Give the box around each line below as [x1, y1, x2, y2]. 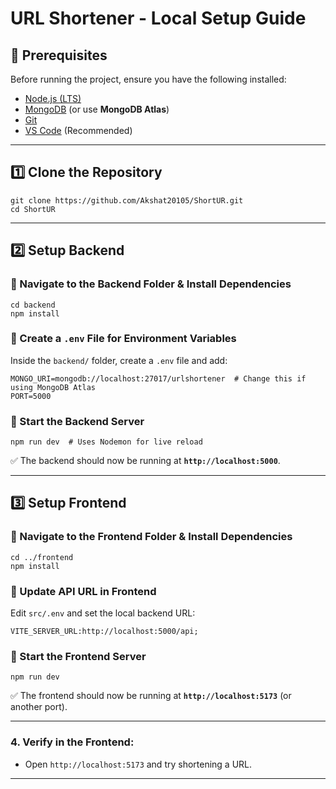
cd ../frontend [10, 552, 74, 562]
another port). [10, 701, 68, 713]
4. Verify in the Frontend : [10, 735, 135, 749]
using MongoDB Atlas [10, 382, 97, 392]
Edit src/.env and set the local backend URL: [10, 607, 196, 619]
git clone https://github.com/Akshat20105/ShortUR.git [10, 195, 244, 206]
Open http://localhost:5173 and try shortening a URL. [24, 758, 253, 770]
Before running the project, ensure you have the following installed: [10, 73, 287, 85]
